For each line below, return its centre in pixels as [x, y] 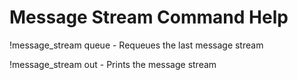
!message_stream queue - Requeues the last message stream [136, 45]
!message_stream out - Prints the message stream [113, 64]
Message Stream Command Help [149, 17]
